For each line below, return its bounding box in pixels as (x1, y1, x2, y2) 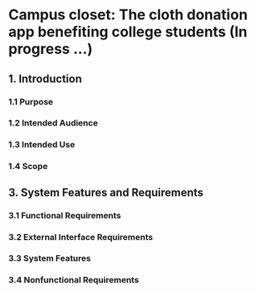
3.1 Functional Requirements (8, 209, 121, 221)
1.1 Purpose (8, 96, 54, 107)
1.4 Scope (8, 161, 48, 172)
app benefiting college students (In (8, 23, 248, 41)
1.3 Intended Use (8, 139, 76, 151)
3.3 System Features (8, 253, 91, 264)
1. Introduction (8, 72, 82, 85)
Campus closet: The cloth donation (8, 6, 248, 24)
